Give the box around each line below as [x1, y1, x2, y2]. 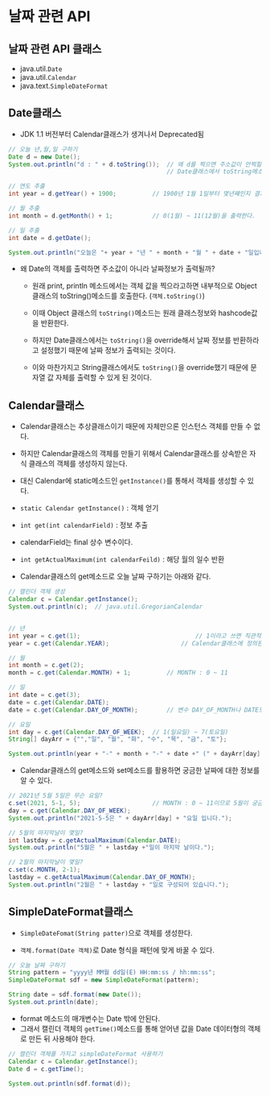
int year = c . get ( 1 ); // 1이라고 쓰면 [8, 632, 241, 640]
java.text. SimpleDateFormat [19, 81, 108, 90]
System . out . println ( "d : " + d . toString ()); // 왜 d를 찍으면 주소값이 [8, 160, 242, 168]
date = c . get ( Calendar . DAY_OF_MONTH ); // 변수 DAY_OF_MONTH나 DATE [8, 706, 260, 714]
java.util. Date [19, 64, 63, 73]
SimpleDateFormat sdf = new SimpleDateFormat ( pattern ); [8, 976, 199, 984]
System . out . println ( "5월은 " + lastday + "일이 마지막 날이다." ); [8, 844, 215, 852]
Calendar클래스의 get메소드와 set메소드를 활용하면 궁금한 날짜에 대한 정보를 [19, 766, 260, 775]
